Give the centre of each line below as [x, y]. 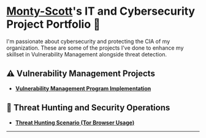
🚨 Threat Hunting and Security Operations [88, 108]
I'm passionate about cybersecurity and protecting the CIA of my [88, 41]
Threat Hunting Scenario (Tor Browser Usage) [75, 122]
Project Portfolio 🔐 [54, 24]
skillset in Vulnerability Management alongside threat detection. [87, 54]
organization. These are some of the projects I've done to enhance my [95, 48]
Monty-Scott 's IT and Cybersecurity [101, 11]
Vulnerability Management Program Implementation [83, 88]
